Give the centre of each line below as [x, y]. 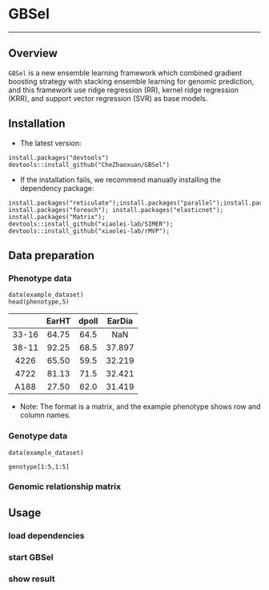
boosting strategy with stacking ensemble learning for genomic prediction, [131, 81]
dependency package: [57, 188]
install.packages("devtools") [59, 157]
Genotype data [38, 436]
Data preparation [51, 255]
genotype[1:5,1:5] [39, 466]
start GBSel [31, 557]
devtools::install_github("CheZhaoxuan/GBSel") [89, 165]
